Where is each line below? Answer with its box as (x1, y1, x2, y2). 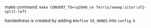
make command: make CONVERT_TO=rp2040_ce (4, 4, 94, 10)
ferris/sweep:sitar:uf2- (96, 5, 147, 10)
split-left (4, 9, 27, 14)
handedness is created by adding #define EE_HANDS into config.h (4, 18, 135, 23)
